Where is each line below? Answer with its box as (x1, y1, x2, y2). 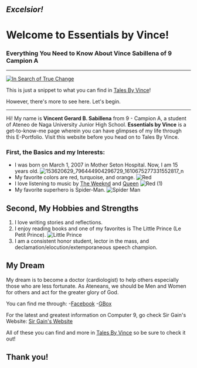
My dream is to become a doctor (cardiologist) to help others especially (6, 276, 179, 283)
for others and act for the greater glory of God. (6, 288, 119, 295)
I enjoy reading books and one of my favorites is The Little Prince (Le (14, 225, 182, 232)
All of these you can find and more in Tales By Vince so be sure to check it (6, 329, 186, 336)
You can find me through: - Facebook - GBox (6, 300, 112, 307)
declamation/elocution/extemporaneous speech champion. (14, 243, 158, 251)
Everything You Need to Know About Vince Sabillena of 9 (6, 49, 172, 57)
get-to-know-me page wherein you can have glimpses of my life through (6, 127, 182, 134)
